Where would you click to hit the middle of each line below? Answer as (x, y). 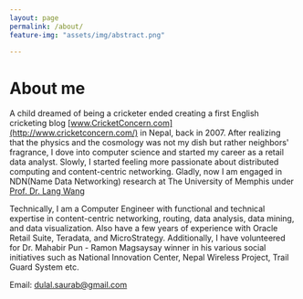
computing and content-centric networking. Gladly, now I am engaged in (146, 172)
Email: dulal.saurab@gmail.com (68, 285)
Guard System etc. (44, 267)
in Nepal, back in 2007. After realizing (210, 133)
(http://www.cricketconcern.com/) (74, 133)
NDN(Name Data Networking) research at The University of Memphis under (152, 182)
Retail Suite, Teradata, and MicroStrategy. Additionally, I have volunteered (147, 238)
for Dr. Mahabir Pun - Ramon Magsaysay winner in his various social (138, 248)
